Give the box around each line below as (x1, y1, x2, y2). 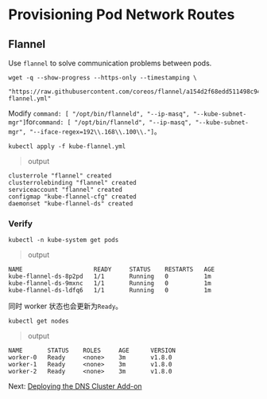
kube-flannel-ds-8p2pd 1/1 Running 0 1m (8, 272, 212, 280)
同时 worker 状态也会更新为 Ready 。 (8, 301, 123, 311)
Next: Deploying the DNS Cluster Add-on (8, 381, 142, 391)
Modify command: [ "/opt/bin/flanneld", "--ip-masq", (8, 109, 190, 118)
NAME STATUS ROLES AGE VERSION (8, 346, 176, 355)
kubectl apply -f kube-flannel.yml (8, 143, 126, 151)
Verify (8, 217, 33, 229)
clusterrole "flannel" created (8, 172, 112, 180)
